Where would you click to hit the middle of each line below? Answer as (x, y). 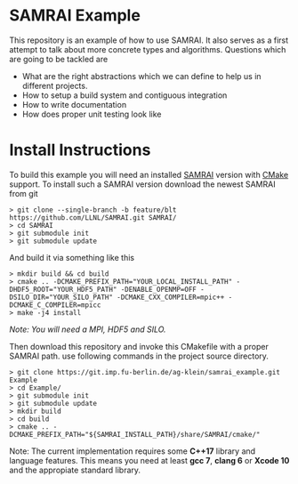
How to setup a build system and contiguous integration (125, 95)
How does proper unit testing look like (92, 114)
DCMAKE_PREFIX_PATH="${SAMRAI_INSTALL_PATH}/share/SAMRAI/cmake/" (135, 434)
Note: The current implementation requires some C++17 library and (133, 451)
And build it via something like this (72, 257)
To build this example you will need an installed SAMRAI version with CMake (149, 174)
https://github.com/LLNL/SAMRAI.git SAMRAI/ (93, 218)
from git (24, 193)
